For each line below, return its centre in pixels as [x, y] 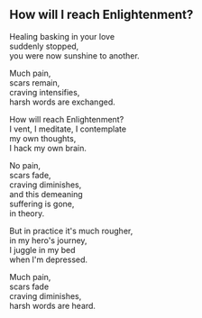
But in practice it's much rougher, [71, 231]
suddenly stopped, [44, 46]
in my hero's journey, [48, 240]
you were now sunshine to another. [74, 55]
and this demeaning [46, 194]
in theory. [27, 213]
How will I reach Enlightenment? [101, 15]
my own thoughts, [43, 138]
